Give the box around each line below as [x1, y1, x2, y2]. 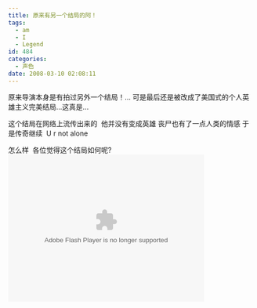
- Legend [15, 41, 44, 49]
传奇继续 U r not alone [14, 129, 89, 138]
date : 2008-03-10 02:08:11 [8, 70, 96, 78]
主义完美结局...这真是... [14, 102, 89, 111]
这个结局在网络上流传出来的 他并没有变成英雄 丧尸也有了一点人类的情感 [8, 118, 241, 128]
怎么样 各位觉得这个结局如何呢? [8, 145, 112, 154]
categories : [8, 56, 47, 63]
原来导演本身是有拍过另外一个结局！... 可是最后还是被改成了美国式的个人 [8, 92, 243, 102]
